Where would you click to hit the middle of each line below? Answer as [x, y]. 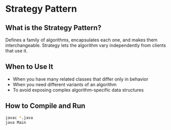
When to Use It [29, 67]
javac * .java [19, 118]
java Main [16, 122]
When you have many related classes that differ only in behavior [80, 79]
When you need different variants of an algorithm [65, 84]
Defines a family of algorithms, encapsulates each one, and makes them [81, 40]
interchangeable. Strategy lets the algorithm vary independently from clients [86, 45]
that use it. [17, 51]
